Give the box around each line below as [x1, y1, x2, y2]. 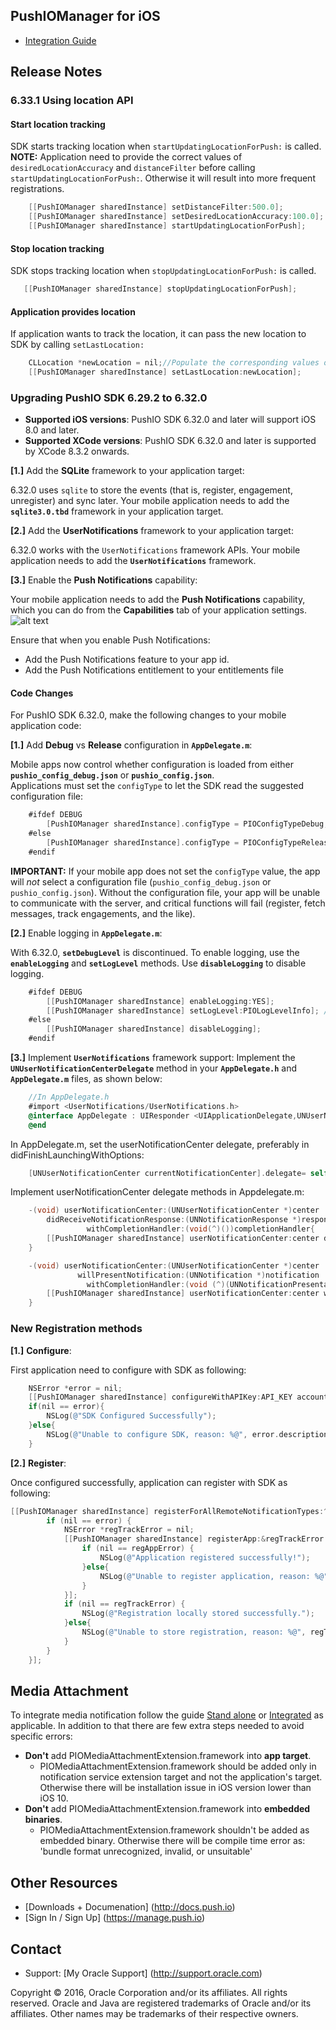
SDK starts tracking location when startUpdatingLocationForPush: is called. [10, 140, 322, 153]
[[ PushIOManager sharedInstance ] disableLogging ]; [46, 1024, 262, 1034]
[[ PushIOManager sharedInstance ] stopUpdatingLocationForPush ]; [23, 284, 298, 294]
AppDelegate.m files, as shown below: [10, 1073, 163, 1085]
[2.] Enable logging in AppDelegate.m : [10, 927, 163, 939]
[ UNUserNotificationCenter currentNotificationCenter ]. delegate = [28, 1168, 307, 1178]
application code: [10, 720, 82, 732]
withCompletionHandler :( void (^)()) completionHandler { [86, 1224, 315, 1234]
